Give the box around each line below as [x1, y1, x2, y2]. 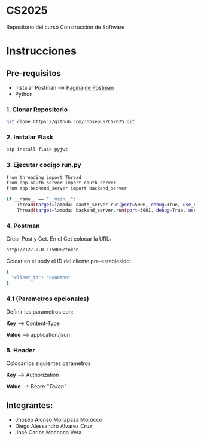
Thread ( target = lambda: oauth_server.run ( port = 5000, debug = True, [17, 202, 181, 208]
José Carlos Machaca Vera [14, 429, 82, 436]
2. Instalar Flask [6, 133, 54, 141]
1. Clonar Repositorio [6, 105, 68, 114]
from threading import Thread [6, 174, 82, 180]
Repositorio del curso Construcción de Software [6, 23, 125, 31]
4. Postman [6, 221, 40, 230]
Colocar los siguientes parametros [6, 360, 91, 367]
